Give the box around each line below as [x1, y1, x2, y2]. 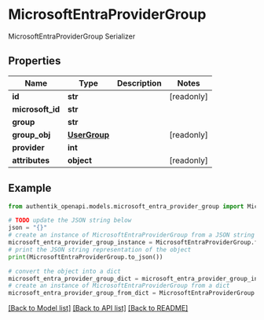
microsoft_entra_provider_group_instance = [8, 238, 153, 247]
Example [8, 182, 52, 195]
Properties [8, 54, 61, 68]
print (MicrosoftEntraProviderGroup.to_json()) [8, 253, 163, 261]
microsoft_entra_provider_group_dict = [8, 274, 139, 282]
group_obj [12, 129, 51, 140]
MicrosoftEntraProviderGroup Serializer [8, 31, 136, 41]
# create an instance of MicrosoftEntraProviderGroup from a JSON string [8, 231, 255, 239]
